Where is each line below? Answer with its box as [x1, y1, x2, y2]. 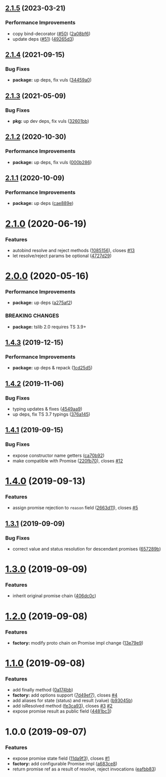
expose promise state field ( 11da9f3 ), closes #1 [12, 755, 110, 761]
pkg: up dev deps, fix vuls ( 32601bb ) [12, 118, 90, 124]
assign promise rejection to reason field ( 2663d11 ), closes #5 [12, 505, 138, 511]
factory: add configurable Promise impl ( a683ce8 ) [12, 760, 118, 766]
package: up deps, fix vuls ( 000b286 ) [12, 159, 92, 165]
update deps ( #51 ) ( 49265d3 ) [12, 36, 74, 42]
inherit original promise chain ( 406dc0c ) [12, 593, 97, 599]
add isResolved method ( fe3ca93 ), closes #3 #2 [12, 703, 113, 709]
